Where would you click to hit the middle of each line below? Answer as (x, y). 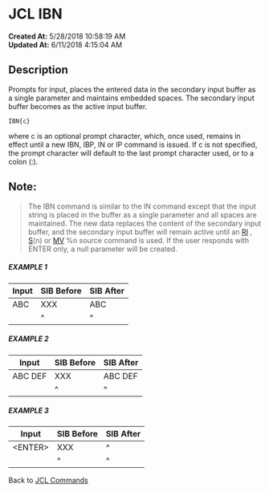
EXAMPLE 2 (29, 339)
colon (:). (23, 161)
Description (38, 70)
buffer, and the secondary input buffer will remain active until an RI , (140, 232)
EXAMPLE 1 (28, 267)
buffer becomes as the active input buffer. (78, 106)
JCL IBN (35, 14)
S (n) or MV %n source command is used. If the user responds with (139, 240)
